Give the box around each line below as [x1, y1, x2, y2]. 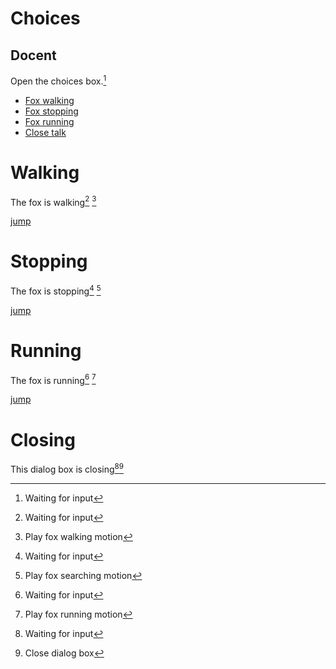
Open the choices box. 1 [10, 73, 107, 87]
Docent [10, 47, 57, 64]
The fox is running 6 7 [10, 372, 97, 386]
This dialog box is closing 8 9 [10, 462, 124, 476]
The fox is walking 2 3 [10, 194, 97, 208]
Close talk [24, 126, 67, 138]
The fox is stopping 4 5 [10, 283, 102, 297]
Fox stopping [24, 105, 79, 117]
